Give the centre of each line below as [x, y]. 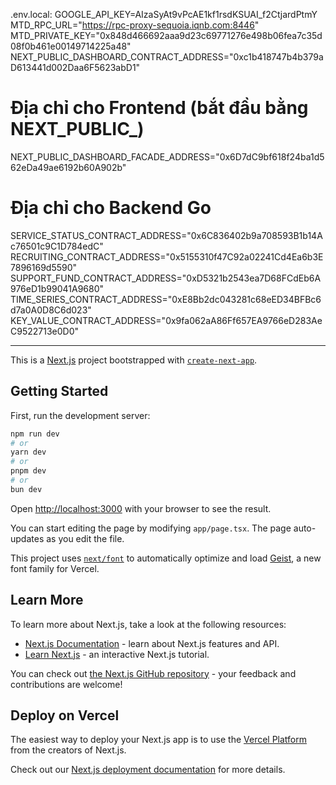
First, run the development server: [80, 415]
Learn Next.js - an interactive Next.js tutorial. [117, 654]
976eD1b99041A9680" [57, 288]
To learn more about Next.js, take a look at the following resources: [148, 624]
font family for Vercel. [55, 568]
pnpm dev [28, 471]
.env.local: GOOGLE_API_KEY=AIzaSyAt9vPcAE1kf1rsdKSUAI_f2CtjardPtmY [164, 14]
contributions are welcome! [66, 684]
